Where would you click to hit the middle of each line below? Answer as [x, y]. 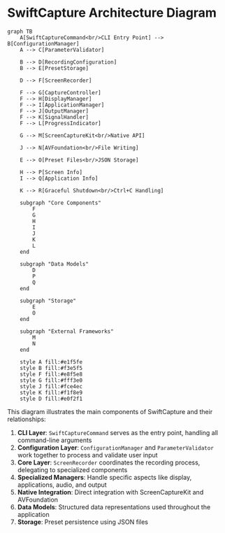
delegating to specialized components [72, 469]
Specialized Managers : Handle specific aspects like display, [104, 477]
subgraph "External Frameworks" [67, 331]
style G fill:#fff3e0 [51, 380]
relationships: [27, 419]
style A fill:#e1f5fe [51, 362]
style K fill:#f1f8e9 [51, 392]
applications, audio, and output [62, 485]
